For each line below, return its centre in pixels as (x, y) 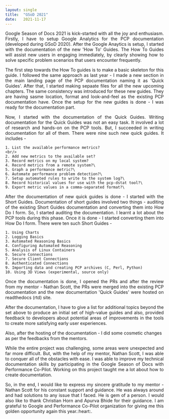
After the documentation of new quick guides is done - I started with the (84, 197)
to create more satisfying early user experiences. (56, 323)
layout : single (21, 10)
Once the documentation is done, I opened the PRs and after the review (84, 282)
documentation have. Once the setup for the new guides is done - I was (84, 102)
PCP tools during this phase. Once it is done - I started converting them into (84, 218)
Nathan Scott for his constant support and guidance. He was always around (84, 390)
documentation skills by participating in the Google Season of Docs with (84, 364)
